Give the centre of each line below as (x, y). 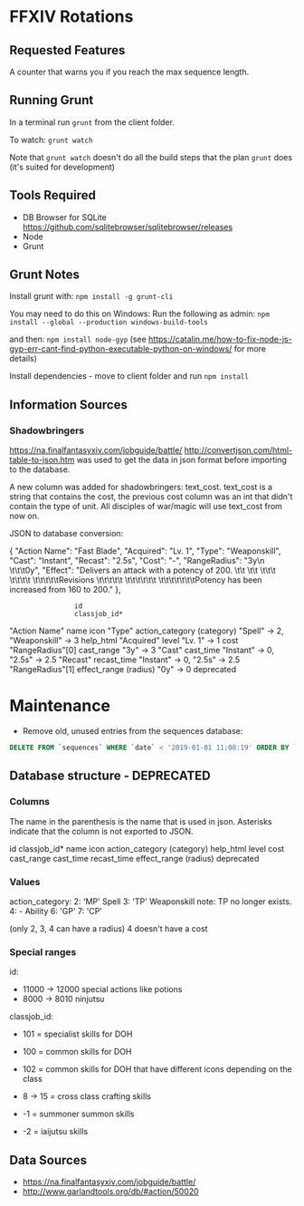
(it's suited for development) (62, 167)
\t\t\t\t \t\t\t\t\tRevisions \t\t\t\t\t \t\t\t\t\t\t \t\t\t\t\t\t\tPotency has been (136, 580)
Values (25, 882)
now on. (24, 516)
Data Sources (48, 1160)
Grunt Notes (44, 275)
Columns (30, 802)
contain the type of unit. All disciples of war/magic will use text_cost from (146, 507)
